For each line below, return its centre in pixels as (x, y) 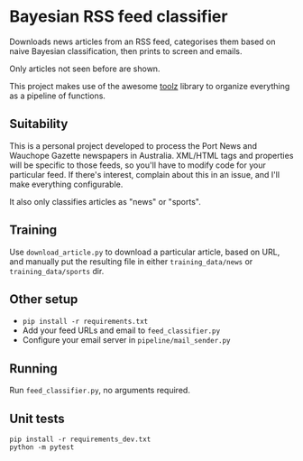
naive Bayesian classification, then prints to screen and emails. (126, 51)
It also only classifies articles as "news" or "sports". (105, 201)
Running (34, 369)
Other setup (44, 299)
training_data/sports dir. (57, 271)
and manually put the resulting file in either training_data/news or (131, 261)
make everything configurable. (66, 184)
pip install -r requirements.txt (85, 322)
